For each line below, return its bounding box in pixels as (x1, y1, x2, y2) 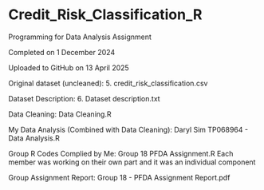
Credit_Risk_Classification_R (8, 6, 203, 24)
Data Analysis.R (8, 133, 60, 143)
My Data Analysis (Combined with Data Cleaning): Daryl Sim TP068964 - (8, 125, 249, 134)
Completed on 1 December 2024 (8, 47, 116, 57)
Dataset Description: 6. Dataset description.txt (8, 93, 161, 103)
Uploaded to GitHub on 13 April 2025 (8, 62, 129, 73)
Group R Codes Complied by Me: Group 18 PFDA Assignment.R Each (8, 148, 234, 158)
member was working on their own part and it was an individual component (8, 157, 256, 167)
